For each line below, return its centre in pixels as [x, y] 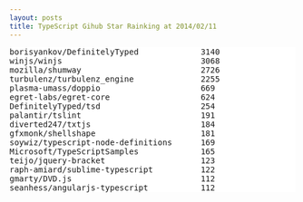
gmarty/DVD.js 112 [112, 178]
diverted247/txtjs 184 [112, 124]
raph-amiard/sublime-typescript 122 [112, 169]
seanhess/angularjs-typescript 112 [112, 188]
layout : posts [36, 18]
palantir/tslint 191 [112, 115]
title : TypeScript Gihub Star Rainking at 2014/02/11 [113, 26]
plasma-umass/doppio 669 [112, 88]
